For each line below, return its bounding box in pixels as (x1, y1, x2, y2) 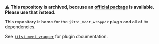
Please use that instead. (5, 9, 56, 15)
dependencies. (5, 24, 36, 30)
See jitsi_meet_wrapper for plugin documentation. (5, 34, 108, 39)
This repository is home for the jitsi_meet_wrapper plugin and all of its (5, 19, 149, 24)
